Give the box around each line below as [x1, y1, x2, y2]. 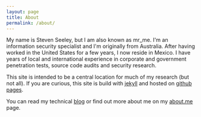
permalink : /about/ [6, 20, 56, 26]
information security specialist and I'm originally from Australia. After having [6, 43, 195, 50]
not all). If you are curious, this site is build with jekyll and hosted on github [6, 80, 192, 87]
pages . [6, 86, 24, 94]
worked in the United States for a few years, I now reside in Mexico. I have [6, 49, 191, 56]
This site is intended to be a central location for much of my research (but [6, 73, 189, 81]
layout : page [6, 8, 39, 15]
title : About [6, 14, 39, 20]
